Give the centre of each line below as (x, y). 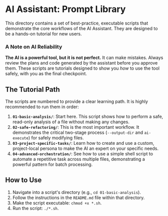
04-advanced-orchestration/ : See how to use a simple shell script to (83, 154)
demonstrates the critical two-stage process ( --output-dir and (78, 133)
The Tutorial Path (33, 89)
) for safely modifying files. (56, 138)
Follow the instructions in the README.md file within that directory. (78, 197)
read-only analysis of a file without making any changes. (71, 122)
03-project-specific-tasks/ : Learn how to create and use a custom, (83, 143)
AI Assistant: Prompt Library (66, 9)
